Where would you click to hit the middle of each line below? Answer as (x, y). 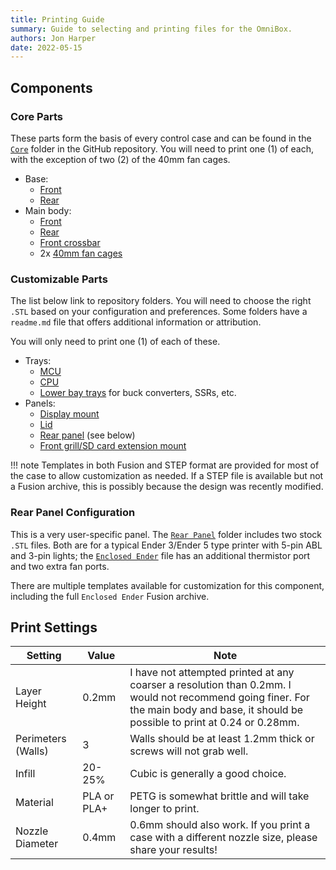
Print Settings (54, 627)
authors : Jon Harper (53, 38)
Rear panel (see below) (87, 435)
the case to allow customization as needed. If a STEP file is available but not (167, 476)
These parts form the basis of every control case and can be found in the (161, 138)
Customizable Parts (59, 279)
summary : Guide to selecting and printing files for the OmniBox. (151, 29)
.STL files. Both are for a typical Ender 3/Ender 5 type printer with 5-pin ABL (166, 545)
